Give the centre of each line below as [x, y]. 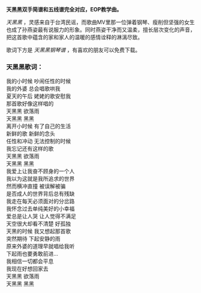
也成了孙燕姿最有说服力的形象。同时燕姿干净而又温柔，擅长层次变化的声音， [101, 30]
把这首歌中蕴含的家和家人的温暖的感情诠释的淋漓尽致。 [74, 37]
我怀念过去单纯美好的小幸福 [40, 209]
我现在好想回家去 [27, 269]
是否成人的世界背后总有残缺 [40, 194]
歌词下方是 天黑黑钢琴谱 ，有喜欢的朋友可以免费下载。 [73, 50]
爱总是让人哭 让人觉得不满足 [41, 216]
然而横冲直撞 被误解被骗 [36, 186]
